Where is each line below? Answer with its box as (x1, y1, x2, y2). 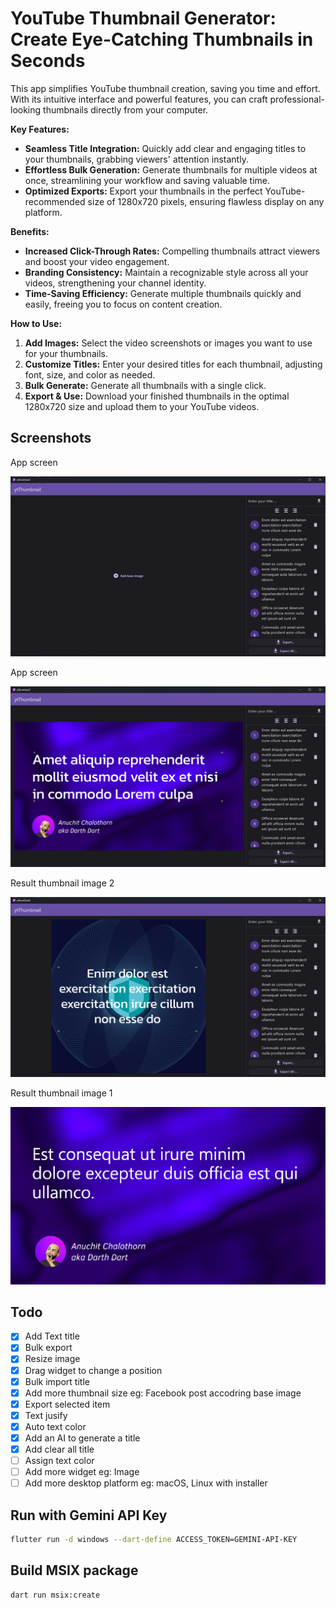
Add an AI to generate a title (24, 1432, 141, 1444)
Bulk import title (24, 1375, 90, 1387)
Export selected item (24, 1398, 111, 1410)
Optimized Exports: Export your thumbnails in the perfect (24, 185, 263, 197)
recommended (24, 195, 86, 207)
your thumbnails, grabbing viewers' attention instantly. (24, 153, 249, 165)
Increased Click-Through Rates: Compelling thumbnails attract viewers (24, 245, 321, 257)
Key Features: (10, 123, 70, 135)
